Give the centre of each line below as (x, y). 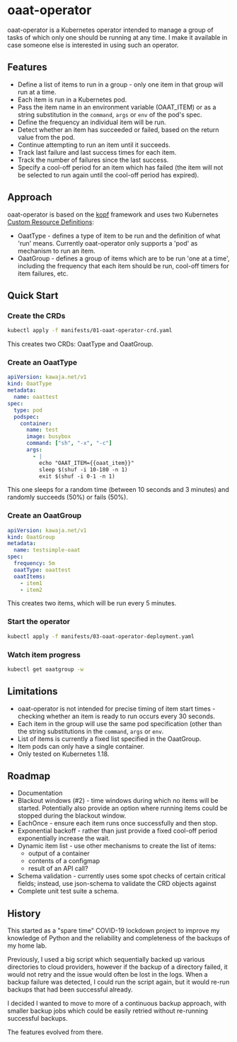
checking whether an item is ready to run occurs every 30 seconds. (116, 716)
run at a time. (37, 92)
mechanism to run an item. (56, 251)
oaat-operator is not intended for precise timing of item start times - (116, 708)
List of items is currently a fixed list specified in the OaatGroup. (109, 739)
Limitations (33, 692)
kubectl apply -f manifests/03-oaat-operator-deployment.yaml (101, 636)
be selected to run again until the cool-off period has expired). (108, 175)
